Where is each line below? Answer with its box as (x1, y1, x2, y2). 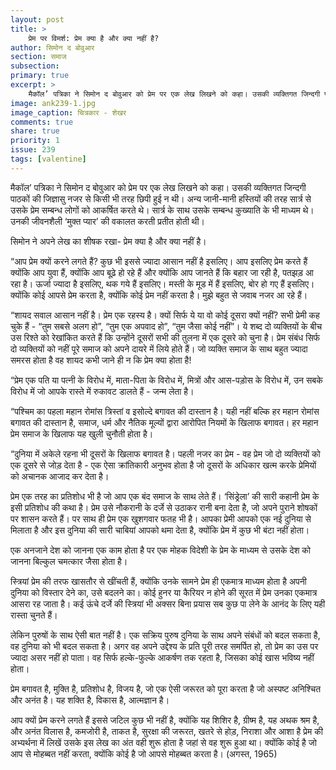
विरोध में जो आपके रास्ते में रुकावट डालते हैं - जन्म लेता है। (10, 385, 195, 397)
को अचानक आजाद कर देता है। (10, 470, 110, 482)
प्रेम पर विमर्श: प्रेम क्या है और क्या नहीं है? (28, 33, 160, 43)
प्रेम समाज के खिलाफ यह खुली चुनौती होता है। (10, 427, 154, 440)
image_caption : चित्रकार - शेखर (10, 107, 127, 118)
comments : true (10, 117, 74, 127)
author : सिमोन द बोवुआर (10, 42, 95, 53)
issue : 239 (10, 145, 56, 155)
